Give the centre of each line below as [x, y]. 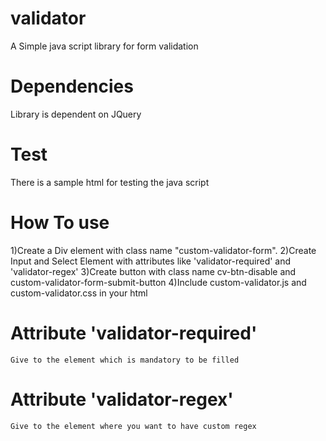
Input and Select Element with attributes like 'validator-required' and [151, 261]
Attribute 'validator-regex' [122, 399]
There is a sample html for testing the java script [110, 182]
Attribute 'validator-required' [134, 333]
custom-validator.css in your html [79, 293]
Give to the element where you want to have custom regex [133, 426]
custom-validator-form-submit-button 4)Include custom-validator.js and [158, 282]
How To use [60, 223]
